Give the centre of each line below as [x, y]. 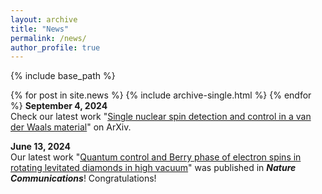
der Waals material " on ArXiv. [71, 127]
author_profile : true [55, 47]
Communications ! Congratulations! [83, 178]
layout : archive [44, 19]
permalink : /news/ [48, 38]
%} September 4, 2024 [59, 106]
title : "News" [40, 29]
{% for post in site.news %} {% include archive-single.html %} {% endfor [161, 95]
